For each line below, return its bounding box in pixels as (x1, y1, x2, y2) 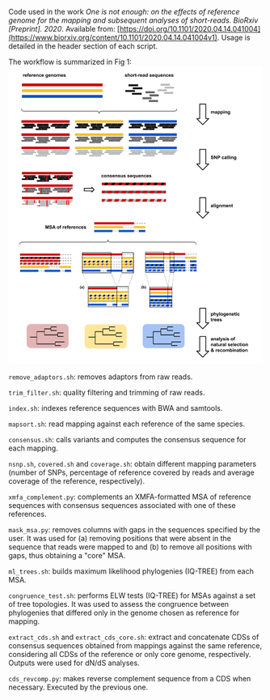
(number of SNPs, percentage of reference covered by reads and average (8, 467, 255, 477)
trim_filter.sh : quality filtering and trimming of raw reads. (8, 388, 205, 398)
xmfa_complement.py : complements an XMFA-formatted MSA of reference (8, 492, 251, 502)
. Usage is (217, 32, 251, 42)
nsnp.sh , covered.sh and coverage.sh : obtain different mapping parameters (8, 459, 257, 469)
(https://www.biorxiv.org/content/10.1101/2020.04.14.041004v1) (8, 32, 218, 42)
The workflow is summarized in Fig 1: (8, 57, 132, 66)
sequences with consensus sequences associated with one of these (8, 501, 236, 510)
